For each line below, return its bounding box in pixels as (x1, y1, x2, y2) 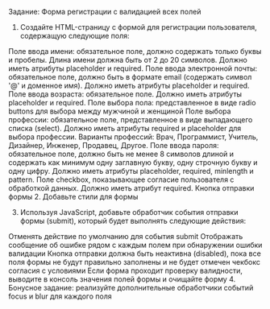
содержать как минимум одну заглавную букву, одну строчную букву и (8, 158, 258, 167)
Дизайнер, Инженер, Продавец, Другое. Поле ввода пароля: (8, 141, 219, 150)
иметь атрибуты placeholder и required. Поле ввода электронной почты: (8, 64, 258, 73)
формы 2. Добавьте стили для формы (8, 192, 139, 201)
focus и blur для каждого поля (8, 291, 112, 301)
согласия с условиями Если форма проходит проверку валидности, (8, 266, 243, 275)
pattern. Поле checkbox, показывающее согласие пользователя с (8, 175, 235, 184)
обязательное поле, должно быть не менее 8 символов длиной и (8, 149, 235, 159)
